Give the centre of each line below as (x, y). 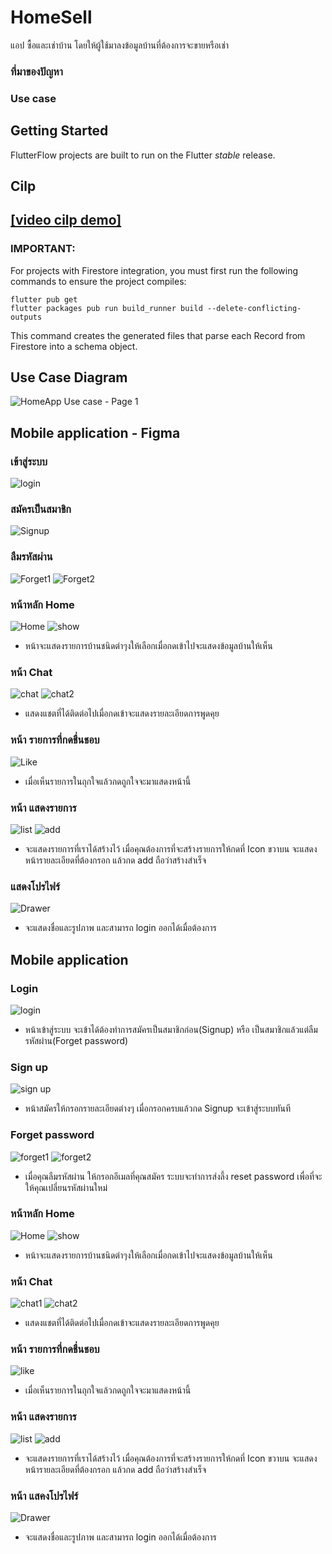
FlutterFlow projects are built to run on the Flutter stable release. (143, 155)
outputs (26, 317)
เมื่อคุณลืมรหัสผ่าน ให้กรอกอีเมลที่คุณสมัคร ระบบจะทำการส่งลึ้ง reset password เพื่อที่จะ (173, 1176)
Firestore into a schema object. (74, 346)
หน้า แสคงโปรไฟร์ (44, 1496)
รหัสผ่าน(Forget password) (76, 1040)
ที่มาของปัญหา (36, 71)
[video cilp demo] (66, 220)
